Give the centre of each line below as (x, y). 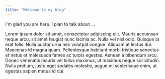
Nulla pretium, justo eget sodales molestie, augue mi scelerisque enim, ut (81, 65)
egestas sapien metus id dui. (35, 71)
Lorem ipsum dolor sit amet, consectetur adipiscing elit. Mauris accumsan (82, 33)
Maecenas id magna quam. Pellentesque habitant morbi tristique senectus (82, 49)
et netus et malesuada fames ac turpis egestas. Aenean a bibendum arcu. (82, 55)
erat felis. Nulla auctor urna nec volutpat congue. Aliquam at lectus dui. (79, 44)
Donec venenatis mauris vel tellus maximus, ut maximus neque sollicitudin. (82, 60)
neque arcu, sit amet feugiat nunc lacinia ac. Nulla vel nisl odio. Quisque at (82, 39)
